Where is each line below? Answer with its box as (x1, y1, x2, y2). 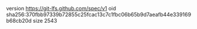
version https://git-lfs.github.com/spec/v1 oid (6, 5, 117, 12)
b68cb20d (6, 17, 32, 24)
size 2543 (33, 17, 57, 24)
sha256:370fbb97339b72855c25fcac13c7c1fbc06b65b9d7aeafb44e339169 (6, 11, 191, 18)
